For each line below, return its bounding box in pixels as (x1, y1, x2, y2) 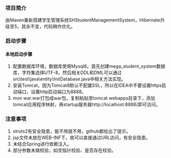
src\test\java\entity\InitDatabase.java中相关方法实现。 (12, 76, 126, 82)
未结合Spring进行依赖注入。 (12, 141, 72, 147)
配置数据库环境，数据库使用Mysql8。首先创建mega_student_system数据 (12, 63, 165, 69)
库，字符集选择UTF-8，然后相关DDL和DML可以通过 (12, 70, 122, 76)
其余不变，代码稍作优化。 (21, 23, 76, 30)
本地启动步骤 (5, 51, 32, 57)
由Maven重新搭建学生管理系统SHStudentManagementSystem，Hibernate (5, 17, 160, 23)
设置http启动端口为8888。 (30, 89, 87, 95)
